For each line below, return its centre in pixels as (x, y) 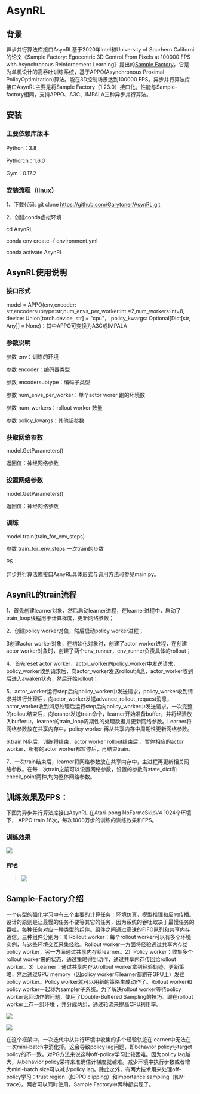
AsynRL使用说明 (37, 273)
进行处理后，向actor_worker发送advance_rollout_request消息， (94, 699)
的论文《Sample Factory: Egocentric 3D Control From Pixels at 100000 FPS (99, 57)
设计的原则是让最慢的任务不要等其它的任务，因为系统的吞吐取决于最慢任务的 (100, 922)
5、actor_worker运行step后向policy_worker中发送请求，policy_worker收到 (97, 691)
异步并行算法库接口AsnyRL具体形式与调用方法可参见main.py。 (83, 574)
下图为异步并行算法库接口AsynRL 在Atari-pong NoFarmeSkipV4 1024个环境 (99, 813)
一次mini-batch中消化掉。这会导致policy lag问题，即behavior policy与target (99, 1047)
